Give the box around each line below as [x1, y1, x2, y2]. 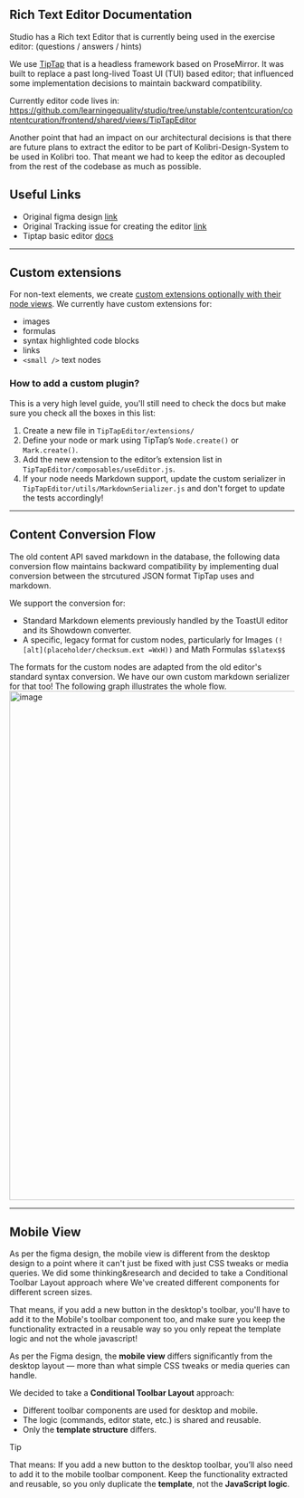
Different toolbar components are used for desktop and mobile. [22, 1405, 259, 1416]
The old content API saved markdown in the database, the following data [9, 551, 280, 562]
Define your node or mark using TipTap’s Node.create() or [22, 434, 240, 445]
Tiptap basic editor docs [22, 230, 114, 241]
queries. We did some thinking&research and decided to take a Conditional [9, 1267, 288, 1279]
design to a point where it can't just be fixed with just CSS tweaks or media [9, 1258, 290, 1269]
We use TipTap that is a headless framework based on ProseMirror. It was [9, 58, 285, 69]
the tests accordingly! [22, 492, 104, 503]
